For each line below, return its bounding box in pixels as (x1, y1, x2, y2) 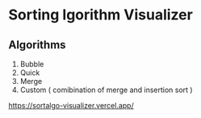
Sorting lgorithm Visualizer (8, 6, 194, 24)
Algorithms (8, 38, 66, 52)
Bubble (19, 59, 44, 69)
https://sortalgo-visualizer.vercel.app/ (8, 101, 135, 110)
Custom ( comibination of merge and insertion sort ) (19, 85, 193, 95)
